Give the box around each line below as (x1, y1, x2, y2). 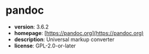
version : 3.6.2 (14, 23, 49, 30)
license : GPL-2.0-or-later (14, 42, 77, 49)
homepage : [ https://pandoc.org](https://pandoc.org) (14, 29, 144, 36)
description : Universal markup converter (14, 36, 115, 43)
